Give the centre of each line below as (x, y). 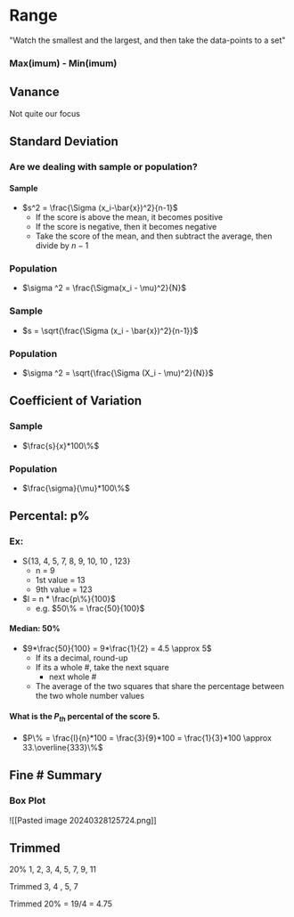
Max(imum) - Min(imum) (63, 63)
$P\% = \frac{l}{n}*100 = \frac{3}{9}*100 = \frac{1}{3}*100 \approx (147, 738)
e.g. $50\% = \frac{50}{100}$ (90, 608)
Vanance (34, 92)
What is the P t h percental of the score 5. (85, 717)
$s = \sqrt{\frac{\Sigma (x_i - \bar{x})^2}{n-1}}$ (110, 330)
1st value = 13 (61, 580)
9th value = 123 (64, 589)
